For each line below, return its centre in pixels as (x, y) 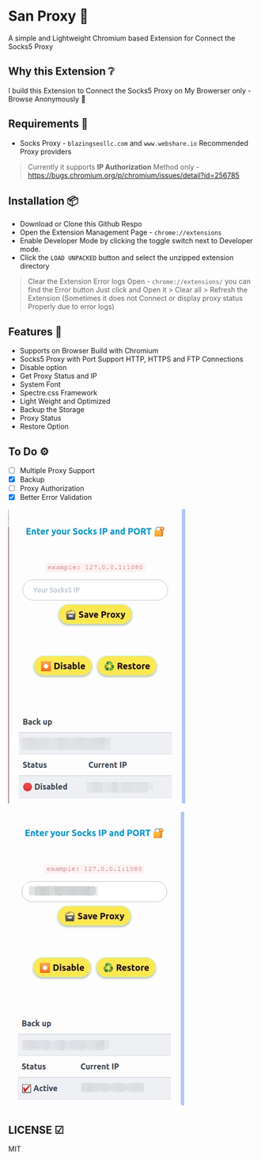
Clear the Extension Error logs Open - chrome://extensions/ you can (139, 281)
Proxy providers (45, 151)
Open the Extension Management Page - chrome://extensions (121, 232)
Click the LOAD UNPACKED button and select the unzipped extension (127, 258)
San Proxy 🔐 (49, 16)
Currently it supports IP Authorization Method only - (113, 166)
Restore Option (44, 426)
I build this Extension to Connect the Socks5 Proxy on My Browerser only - (130, 90)
